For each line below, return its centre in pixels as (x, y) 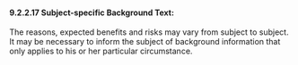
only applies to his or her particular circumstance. (101, 51)
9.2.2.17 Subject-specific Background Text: (92, 12)
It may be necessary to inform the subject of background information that (145, 42)
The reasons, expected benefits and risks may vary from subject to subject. (149, 32)
